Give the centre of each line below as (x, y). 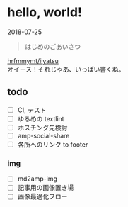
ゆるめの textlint (41, 118)
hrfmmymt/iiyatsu (33, 60)
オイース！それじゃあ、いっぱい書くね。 (66, 69)
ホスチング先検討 (42, 128)
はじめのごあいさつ (53, 46)
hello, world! (45, 12)
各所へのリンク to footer (53, 145)
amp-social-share (43, 135)
